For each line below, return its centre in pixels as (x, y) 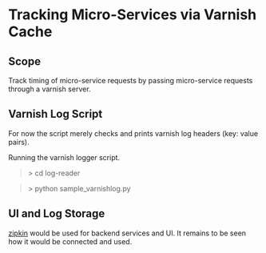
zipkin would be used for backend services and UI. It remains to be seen (127, 233)
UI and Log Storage (57, 214)
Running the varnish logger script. (64, 157)
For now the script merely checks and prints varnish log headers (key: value (133, 133)
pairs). (19, 142)
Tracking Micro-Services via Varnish (133, 15)
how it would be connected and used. (70, 241)
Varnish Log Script (56, 114)
